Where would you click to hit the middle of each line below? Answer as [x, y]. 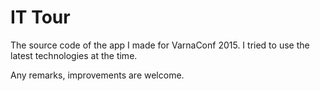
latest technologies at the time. [74, 55]
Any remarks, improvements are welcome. [97, 75]
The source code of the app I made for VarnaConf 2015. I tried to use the [160, 45]
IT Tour [40, 17]
